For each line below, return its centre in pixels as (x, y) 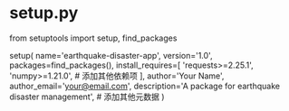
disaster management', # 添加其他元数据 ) (87, 97)
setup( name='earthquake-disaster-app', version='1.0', (111, 55)
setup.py (44, 13)
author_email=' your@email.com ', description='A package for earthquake (145, 86)
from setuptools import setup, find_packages (93, 38)
